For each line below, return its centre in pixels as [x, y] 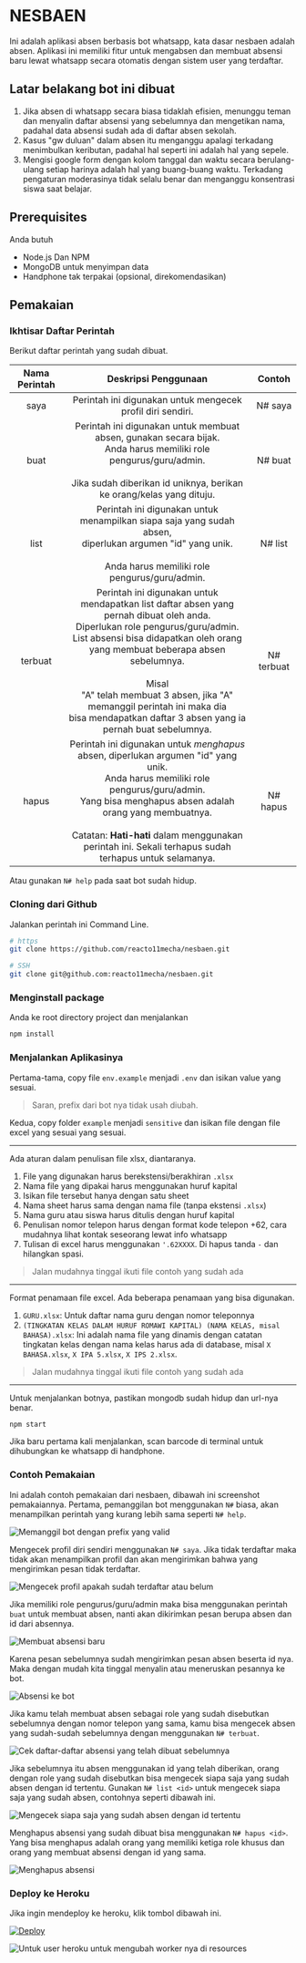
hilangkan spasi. [53, 1254]
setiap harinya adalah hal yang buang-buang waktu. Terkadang [165, 169]
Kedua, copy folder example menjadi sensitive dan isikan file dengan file [145, 1122]
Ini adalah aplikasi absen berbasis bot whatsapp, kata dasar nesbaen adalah [153, 41]
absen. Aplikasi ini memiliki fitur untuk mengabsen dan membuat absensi [146, 50]
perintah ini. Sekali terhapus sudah [158, 847]
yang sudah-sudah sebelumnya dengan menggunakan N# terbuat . [134, 1732]
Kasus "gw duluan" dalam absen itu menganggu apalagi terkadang [148, 140]
